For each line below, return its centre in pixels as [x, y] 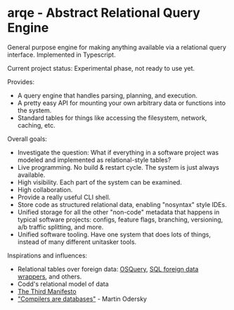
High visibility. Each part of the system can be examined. [100, 182]
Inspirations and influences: [47, 255]
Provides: [21, 81]
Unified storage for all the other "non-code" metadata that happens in [118, 212]
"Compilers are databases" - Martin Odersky [82, 299]
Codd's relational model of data [63, 284]
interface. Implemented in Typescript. [61, 55]
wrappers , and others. [50, 276]
